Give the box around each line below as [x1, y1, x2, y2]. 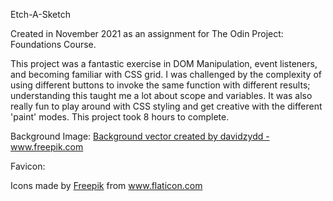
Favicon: [10, 160, 46, 172]
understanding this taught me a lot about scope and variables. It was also [10, 90, 313, 101]
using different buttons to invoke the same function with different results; [10, 79, 311, 91]
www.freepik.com [10, 141, 84, 153]
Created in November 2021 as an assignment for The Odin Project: [10, 28, 284, 39]
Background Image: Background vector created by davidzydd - [10, 130, 270, 142]
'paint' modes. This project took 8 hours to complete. [10, 111, 230, 123]
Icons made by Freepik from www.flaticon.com [10, 180, 203, 191]
